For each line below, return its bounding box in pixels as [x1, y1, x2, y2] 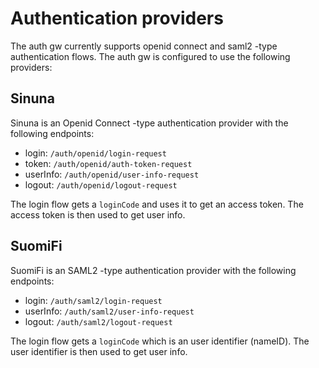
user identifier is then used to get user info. [10, 345, 188, 357]
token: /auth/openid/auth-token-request [24, 157, 193, 169]
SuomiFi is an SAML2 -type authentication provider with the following [10, 264, 297, 276]
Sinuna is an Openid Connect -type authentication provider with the [10, 117, 289, 129]
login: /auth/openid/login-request [24, 147, 167, 159]
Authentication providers [10, 7, 224, 30]
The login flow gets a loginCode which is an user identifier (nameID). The [10, 335, 310, 347]
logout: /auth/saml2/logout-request [24, 315, 173, 327]
